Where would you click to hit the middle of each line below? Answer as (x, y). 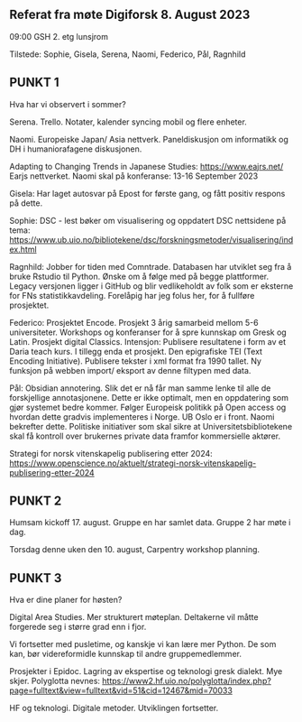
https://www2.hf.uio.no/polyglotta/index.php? (187, 681)
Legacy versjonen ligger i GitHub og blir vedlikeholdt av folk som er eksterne (151, 286)
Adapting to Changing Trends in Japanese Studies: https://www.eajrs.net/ (146, 166)
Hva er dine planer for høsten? (66, 600)
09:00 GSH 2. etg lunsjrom (59, 36)
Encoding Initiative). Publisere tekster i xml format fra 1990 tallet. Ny (135, 361)
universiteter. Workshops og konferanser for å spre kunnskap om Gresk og (148, 332)
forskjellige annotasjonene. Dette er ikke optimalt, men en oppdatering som (149, 397)
